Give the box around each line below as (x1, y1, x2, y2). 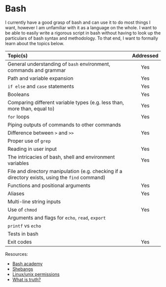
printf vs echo (7, 222, 41, 229)
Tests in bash (7, 230, 39, 237)
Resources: (5, 251, 28, 257)
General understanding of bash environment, (7, 60, 111, 67)
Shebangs (12, 266, 34, 272)
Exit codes (7, 238, 32, 245)
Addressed (132, 52, 159, 59)
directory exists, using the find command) (7, 174, 106, 181)
